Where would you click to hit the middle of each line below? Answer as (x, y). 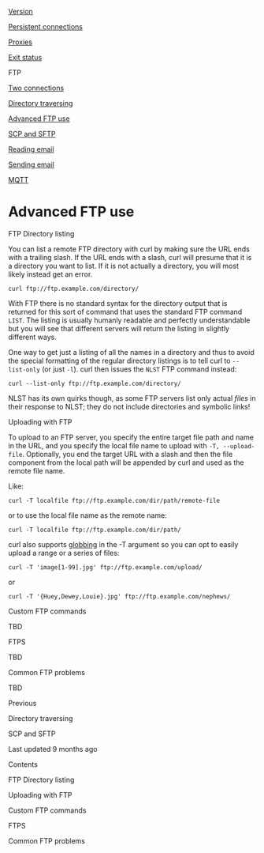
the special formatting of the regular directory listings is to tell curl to (119, 360)
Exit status (25, 57)
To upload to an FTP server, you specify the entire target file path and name (131, 437)
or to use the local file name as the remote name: (87, 515)
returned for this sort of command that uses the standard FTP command (125, 311)
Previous (22, 703)
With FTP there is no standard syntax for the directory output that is (118, 303)
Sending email (32, 164)
